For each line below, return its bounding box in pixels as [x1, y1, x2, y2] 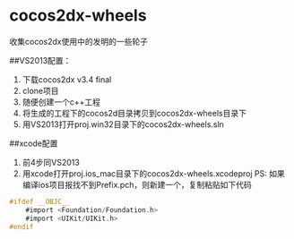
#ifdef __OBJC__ [9, 197, 70, 206]
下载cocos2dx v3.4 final [22, 73, 112, 85]
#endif [9, 222, 34, 231]
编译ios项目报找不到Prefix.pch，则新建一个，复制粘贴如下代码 [22, 179, 253, 190]
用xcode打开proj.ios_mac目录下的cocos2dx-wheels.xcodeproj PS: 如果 [22, 167, 285, 179]
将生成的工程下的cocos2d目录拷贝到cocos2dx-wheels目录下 [22, 107, 246, 118]
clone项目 [22, 85, 60, 96]
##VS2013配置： [9, 55, 72, 65]
